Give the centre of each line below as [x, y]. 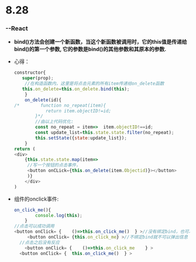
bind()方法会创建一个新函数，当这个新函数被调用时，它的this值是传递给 [101, 42]
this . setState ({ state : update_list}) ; [81, 138]
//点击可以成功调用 [34, 226]
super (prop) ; [38, 78]
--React [17, 29]
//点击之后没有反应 [39, 242]
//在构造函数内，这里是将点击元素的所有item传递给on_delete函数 [94, 84]
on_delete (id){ [43, 100]
